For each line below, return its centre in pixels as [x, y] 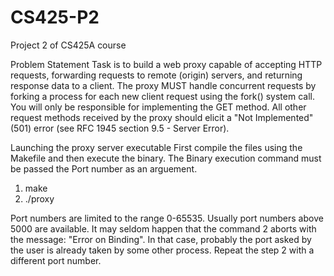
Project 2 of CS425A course [68, 45]
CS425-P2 [55, 17]
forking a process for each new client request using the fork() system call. [162, 96]
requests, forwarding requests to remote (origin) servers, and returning [156, 75]
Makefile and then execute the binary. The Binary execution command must [166, 158]
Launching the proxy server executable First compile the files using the [156, 147]
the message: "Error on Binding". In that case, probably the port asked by [161, 239]
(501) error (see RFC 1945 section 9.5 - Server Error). [120, 128]
